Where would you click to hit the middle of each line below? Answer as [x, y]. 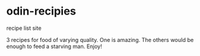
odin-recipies [41, 11]
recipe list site [24, 28]
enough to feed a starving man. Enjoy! [54, 46]
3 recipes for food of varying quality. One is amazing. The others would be [100, 40]
